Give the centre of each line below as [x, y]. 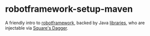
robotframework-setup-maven [69, 9]
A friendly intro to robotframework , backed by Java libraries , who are [75, 23]
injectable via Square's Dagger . [37, 28]
